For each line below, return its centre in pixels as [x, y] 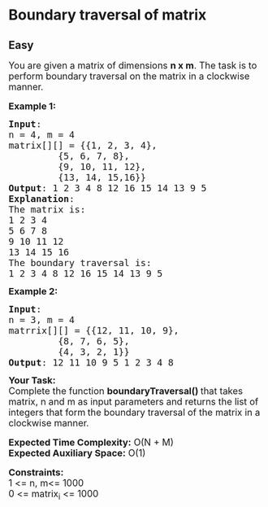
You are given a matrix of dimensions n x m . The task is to [133, 65]
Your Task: [32, 380]
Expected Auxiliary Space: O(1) [77, 453]
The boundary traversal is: [80, 263]
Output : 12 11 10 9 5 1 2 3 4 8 [91, 362]
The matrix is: [47, 209]
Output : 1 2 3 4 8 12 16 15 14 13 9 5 [108, 188]
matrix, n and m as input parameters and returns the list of [134, 402]
